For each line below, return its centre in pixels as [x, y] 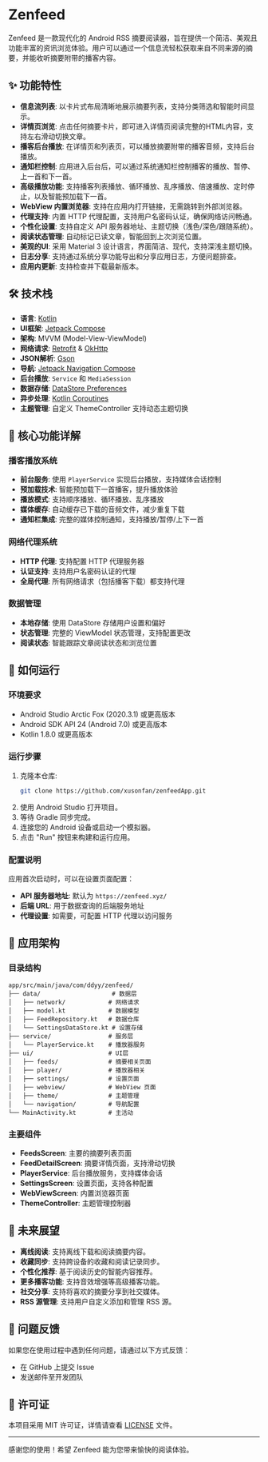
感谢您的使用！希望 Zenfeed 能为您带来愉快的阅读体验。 [101, 1450]
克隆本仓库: [38, 775]
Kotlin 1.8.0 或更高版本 [56, 734]
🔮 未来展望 [34, 1230]
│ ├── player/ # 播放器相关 [77, 1070]
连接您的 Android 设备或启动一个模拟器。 [87, 827]
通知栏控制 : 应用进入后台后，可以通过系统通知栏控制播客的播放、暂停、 [137, 166]
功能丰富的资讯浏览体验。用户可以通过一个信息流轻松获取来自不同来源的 [127, 48]
